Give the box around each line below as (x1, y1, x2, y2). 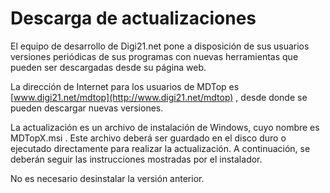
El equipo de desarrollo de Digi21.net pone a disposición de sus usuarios (10, 40, 310, 52)
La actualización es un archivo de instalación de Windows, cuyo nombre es (10, 121, 320, 133)
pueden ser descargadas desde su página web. (10, 61, 207, 73)
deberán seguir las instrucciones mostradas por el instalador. (10, 153, 263, 165)
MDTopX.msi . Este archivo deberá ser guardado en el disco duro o (10, 132, 287, 144)
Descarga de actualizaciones (10, 7, 257, 30)
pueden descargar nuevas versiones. (10, 102, 164, 114)
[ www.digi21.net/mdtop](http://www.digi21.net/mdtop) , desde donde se (10, 91, 308, 103)
